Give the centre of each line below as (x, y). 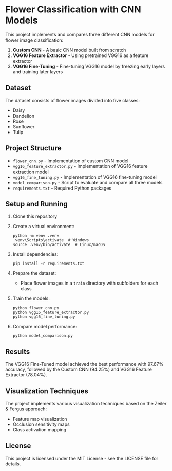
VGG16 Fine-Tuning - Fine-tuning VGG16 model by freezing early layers (89, 66)
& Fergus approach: (26, 409)
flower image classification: (34, 40)
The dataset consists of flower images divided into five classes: (73, 100)
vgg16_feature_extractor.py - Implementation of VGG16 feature (80, 166)
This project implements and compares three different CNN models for (80, 34)
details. (13, 464)
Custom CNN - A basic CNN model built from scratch (69, 50)
